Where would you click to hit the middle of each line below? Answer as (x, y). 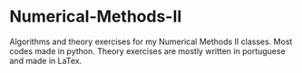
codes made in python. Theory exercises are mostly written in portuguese (147, 50)
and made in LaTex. (46, 60)
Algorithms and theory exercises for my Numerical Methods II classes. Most (151, 41)
